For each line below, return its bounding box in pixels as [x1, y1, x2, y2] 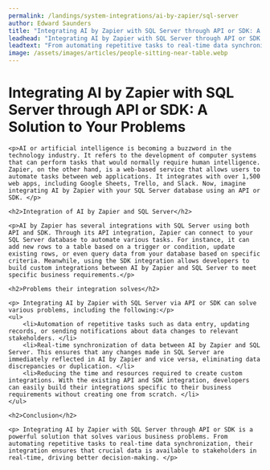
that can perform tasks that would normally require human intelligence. [8, 158, 261, 166]
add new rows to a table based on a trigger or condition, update [8, 243, 235, 251]
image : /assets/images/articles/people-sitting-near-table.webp [8, 49, 228, 57]
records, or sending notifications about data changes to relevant [8, 327, 239, 335]
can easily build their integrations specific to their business [8, 383, 231, 391]
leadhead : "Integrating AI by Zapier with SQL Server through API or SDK [8, 34, 261, 43]
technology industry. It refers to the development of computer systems [8, 151, 257, 159]
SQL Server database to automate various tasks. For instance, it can [8, 235, 250, 243]
